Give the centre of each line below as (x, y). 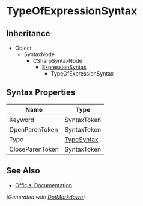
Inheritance (28, 34)
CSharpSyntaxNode (57, 61)
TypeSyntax (81, 139)
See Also (23, 171)
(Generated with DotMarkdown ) (46, 197)
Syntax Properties (41, 93)
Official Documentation (43, 185)
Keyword (22, 120)
